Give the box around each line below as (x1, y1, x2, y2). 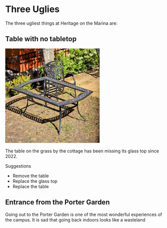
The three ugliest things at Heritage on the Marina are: (5, 20, 118, 26)
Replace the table (12, 183, 49, 189)
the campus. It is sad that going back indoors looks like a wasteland (5, 216, 146, 222)
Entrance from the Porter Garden (5, 198, 110, 207)
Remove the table (12, 173, 49, 179)
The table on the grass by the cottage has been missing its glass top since (5, 147, 159, 154)
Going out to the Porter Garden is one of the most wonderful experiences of (5, 211, 162, 217)
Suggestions (5, 163, 32, 169)
